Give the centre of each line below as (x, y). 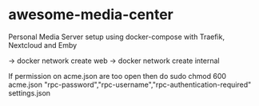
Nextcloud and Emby (43, 45)
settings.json (29, 92)
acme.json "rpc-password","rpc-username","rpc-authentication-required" (130, 84)
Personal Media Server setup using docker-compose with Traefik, (117, 37)
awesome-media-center (91, 15)
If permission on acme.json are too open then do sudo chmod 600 (117, 76)
